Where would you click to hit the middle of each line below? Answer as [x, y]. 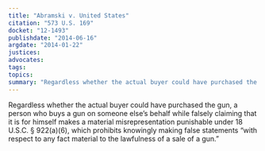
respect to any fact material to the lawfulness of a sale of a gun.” [114, 138]
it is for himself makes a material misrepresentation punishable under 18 [126, 122]
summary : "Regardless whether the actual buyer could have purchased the [133, 82]
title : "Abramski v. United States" [69, 15]
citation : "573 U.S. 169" [51, 23]
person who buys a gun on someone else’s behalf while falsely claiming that [132, 113]
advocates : [26, 60]
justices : [25, 52]
